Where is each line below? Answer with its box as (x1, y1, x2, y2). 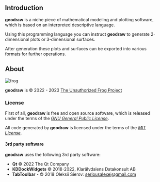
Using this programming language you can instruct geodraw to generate (5, 31, 150, 37)
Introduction (5, 4, 44, 12)
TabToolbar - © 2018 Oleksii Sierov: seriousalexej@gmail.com (12, 171, 137, 177)
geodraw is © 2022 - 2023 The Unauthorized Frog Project (5, 87, 122, 93)
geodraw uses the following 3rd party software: (5, 152, 101, 158)
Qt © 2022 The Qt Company (12, 161, 69, 167)
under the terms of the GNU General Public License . (5, 115, 109, 121)
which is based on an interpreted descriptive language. (5, 22, 115, 28)
